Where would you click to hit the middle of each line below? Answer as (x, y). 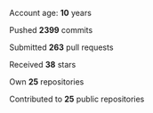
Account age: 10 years (50, 13)
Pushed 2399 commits (51, 30)
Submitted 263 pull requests (61, 47)
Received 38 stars (43, 65)
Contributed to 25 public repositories (77, 99)
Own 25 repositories (47, 82)
